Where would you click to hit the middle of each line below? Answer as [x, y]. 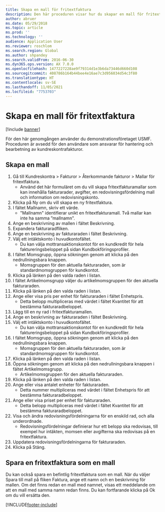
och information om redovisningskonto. [59, 197]
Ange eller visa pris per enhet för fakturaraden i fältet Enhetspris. [78, 296]
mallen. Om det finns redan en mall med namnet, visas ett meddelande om [81, 485]
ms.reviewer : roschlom [29, 46]
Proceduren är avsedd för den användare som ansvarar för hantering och [79, 144]
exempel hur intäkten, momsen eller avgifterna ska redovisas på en [88, 432]
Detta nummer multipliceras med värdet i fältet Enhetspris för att [85, 390]
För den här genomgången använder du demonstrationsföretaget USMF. [79, 139]
